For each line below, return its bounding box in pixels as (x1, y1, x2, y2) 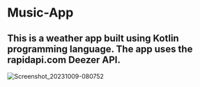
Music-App (7, 5, 74, 21)
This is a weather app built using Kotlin (7, 32, 179, 44)
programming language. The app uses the (7, 43, 193, 55)
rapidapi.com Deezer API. (7, 54, 121, 66)
